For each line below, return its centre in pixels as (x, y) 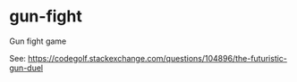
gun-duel (26, 68)
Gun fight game (38, 41)
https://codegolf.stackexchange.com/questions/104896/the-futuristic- (158, 58)
